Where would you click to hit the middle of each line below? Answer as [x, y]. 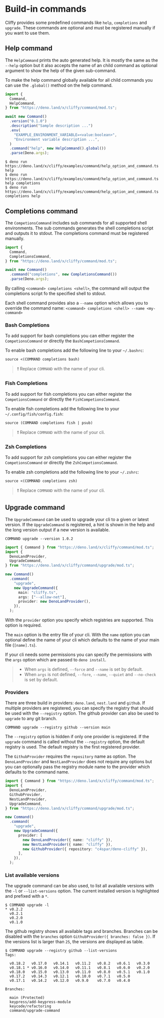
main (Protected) [27, 998]
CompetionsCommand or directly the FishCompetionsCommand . [63, 399]
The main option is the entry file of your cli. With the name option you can [78, 635]
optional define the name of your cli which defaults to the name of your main [82, 640]
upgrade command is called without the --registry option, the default [75, 742]
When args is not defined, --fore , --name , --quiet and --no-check [90, 675]
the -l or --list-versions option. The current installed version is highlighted [82, 891]
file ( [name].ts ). [21, 645]
